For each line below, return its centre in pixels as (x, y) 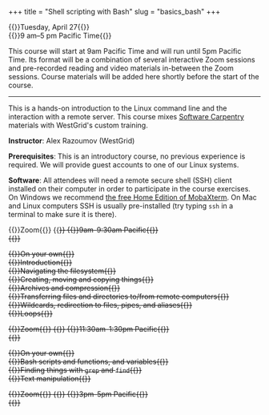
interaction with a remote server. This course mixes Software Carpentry (126, 117)
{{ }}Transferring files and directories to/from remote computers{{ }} (119, 296)
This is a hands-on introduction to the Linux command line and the (118, 108)
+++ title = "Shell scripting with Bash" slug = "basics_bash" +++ (114, 12)
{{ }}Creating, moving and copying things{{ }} (81, 279)
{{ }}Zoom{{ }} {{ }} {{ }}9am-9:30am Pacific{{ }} (83, 230)
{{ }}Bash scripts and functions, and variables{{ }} (88, 361)
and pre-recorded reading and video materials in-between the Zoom (121, 68)
